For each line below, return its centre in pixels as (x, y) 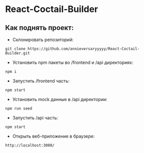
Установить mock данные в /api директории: (60, 99)
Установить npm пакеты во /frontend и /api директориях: (73, 62)
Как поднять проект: (39, 28)
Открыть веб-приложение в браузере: (53, 136)
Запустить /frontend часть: (41, 81)
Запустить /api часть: (35, 118)
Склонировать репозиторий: (43, 39)
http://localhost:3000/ (30, 145)
